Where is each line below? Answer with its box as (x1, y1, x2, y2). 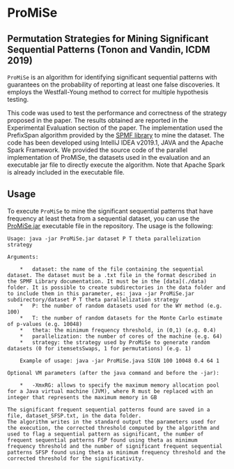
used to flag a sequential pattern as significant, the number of (7, 431, 204, 438)
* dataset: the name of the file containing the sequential (19, 265, 204, 273)
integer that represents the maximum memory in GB (7, 394, 157, 401)
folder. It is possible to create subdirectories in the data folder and (7, 284, 226, 291)
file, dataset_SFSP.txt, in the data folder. (7, 412, 141, 419)
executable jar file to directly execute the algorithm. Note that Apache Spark (7, 161, 225, 169)
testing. (7, 96, 29, 103)
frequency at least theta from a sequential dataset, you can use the (7, 214, 200, 223)
